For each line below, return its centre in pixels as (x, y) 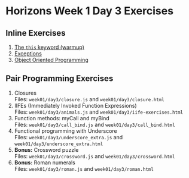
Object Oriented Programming (51, 60)
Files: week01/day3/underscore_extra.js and (68, 137)
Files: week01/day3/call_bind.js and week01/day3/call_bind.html (94, 124)
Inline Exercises (36, 33)
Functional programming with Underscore (65, 131)
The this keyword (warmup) (49, 47)
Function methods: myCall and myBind (62, 118)
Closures (25, 93)
